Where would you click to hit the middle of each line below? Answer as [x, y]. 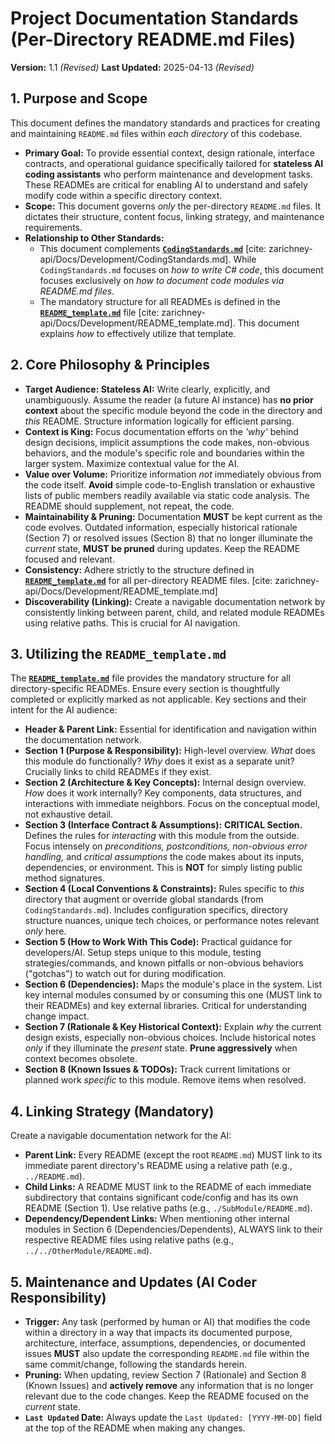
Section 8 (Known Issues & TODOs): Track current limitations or [158, 1069]
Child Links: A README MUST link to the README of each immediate [168, 1187]
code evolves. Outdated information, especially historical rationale [161, 527]
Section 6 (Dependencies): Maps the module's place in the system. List [173, 984]
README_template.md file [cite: [99, 312]
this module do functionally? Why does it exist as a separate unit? [159, 761]
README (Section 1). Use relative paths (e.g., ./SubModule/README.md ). [168, 1208]
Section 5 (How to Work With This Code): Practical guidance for [158, 942]
